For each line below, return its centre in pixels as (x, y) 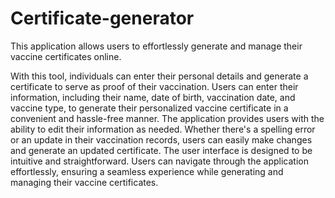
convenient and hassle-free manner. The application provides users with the (167, 118)
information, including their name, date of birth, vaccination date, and (153, 97)
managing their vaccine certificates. (84, 182)
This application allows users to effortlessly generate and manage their (156, 46)
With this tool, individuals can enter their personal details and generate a (159, 76)
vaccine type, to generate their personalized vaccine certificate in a (149, 108)
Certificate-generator (102, 18)
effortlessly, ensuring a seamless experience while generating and (147, 171)
